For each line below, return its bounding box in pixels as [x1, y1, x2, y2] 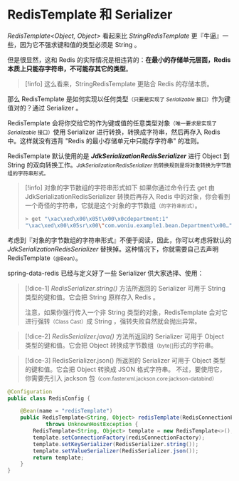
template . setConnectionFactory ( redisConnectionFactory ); [33, 434, 205, 441]
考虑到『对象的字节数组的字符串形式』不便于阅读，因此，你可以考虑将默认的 [7, 236, 232, 244]
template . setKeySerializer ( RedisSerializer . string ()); [33, 440, 199, 448]
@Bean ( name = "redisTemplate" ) [20, 408, 113, 415]
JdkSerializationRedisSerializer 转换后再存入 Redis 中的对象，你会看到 [24, 192, 230, 200]
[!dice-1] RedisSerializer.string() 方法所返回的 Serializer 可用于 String [24, 284, 226, 292]
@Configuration [7, 388, 53, 395]
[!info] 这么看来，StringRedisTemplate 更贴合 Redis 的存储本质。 [24, 79, 213, 88]
